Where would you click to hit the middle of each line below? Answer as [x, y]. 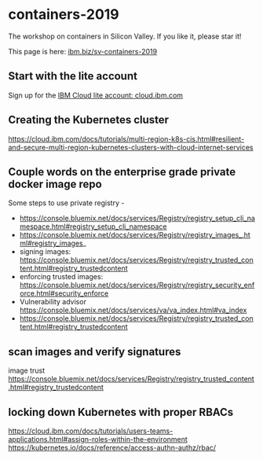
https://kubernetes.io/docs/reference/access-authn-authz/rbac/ [112, 447]
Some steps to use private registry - [66, 203]
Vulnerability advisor [53, 302]
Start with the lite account [73, 76]
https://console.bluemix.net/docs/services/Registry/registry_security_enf [137, 285]
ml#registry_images [51, 243]
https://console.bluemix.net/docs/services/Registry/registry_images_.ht [135, 235]
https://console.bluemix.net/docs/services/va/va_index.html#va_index [133, 310]
